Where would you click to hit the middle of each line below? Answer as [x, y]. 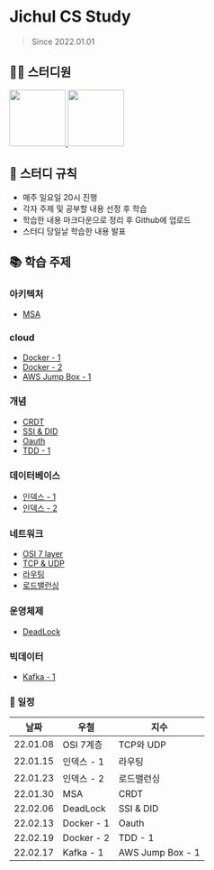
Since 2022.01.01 [63, 42]
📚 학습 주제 [40, 262]
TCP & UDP [43, 564]
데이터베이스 [35, 476]
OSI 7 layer [43, 554]
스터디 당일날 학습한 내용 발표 [74, 231]
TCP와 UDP [142, 745]
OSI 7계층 [83, 745]
